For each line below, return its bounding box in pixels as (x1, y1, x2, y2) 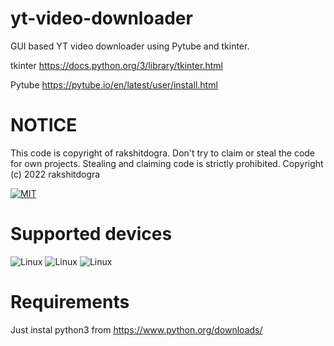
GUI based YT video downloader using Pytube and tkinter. (10, 40, 250, 52)
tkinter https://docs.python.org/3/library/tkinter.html (10, 59, 223, 71)
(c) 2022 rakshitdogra (10, 168, 101, 180)
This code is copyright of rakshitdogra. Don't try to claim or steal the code (10, 147, 316, 159)
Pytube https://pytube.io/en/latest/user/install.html (10, 78, 218, 91)
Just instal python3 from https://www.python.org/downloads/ (10, 323, 263, 336)
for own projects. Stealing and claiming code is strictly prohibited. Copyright (10, 157, 324, 169)
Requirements (10, 291, 130, 313)
